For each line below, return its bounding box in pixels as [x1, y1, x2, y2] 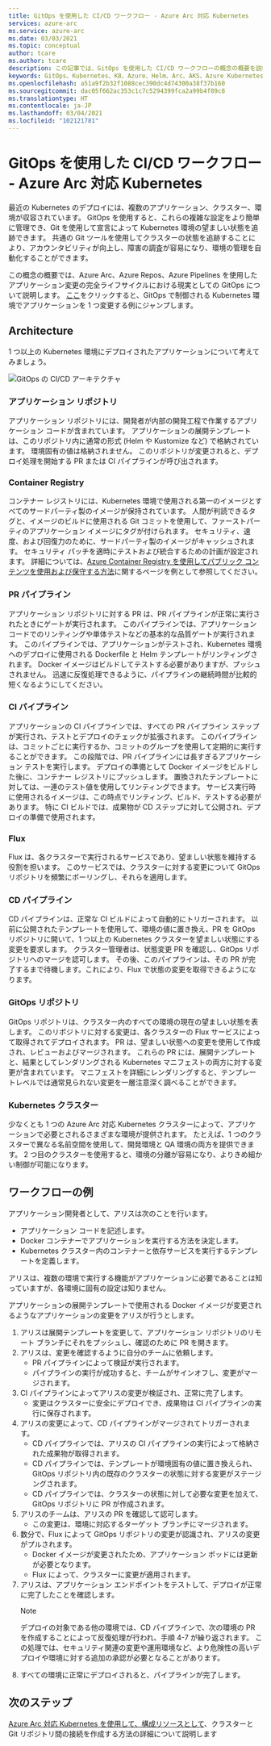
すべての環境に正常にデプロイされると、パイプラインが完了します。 [19, 1669, 245, 1679]
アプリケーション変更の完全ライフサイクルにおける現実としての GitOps [8, 280, 244, 290]
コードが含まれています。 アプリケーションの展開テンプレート [45, 425, 252, 436]
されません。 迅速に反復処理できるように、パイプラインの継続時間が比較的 [8, 669, 257, 679]
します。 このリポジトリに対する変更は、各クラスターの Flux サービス [8, 1026, 240, 1037]
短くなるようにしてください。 [8, 679, 107, 689]
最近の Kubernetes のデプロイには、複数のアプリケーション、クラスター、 [8, 203, 256, 212]
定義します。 [41, 1255, 84, 1265]
